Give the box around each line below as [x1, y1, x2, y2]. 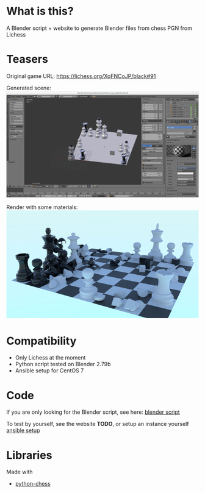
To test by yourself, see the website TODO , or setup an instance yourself [6, 420, 189, 428]
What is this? [6, 4, 74, 18]
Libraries [6, 448, 52, 462]
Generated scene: [6, 84, 52, 91]
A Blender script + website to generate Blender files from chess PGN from [6, 24, 192, 32]
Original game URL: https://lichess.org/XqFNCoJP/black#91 [6, 72, 156, 80]
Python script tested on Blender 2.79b [15, 361, 111, 368]
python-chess [15, 480, 51, 488]
